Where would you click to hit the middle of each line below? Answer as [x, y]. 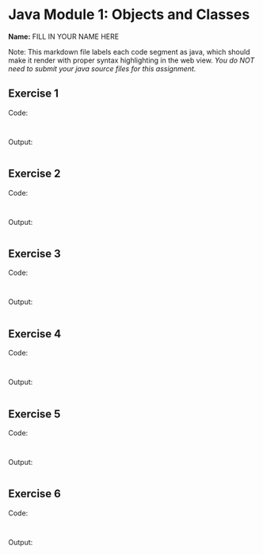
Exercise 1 [34, 94]
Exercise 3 [34, 254]
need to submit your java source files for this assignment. [102, 68]
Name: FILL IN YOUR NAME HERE [64, 36]
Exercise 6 [34, 494]
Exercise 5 [34, 414]
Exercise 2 [34, 174]
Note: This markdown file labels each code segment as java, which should [129, 51]
